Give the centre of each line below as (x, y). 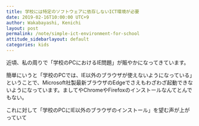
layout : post (22, 28)
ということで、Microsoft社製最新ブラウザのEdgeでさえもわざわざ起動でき (97, 82)
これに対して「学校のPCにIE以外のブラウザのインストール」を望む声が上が (98, 110)
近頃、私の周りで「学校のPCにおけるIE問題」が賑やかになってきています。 (98, 62)
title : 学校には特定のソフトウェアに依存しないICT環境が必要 (73, 12)
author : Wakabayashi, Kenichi (44, 23)
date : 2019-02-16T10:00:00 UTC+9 (48, 17)
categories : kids (28, 45)
